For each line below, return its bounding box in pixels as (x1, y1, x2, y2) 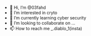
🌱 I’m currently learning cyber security (9, 15, 86, 20)
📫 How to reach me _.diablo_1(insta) (9, 26, 82, 31)
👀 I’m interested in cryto (9, 10, 58, 16)
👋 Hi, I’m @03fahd (9, 5, 46, 10)
